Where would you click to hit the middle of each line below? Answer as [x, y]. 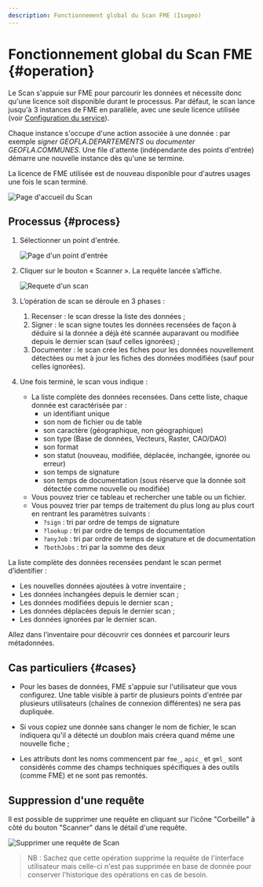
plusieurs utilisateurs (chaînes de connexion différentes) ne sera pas [130, 703]
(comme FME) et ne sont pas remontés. [83, 775]
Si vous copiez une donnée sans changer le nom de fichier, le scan [128, 727]
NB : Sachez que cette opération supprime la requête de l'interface [136, 858]
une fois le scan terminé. [48, 181]
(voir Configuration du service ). [59, 118]
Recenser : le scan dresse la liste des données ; [108, 317]
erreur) [54, 464]
